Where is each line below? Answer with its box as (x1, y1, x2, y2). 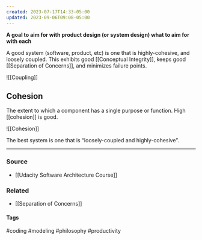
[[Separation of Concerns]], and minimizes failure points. (6, 62, 147, 69)
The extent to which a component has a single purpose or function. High (6, 107, 186, 115)
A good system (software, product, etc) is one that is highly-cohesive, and (6, 49, 190, 56)
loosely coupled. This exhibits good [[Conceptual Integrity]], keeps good (6, 55, 186, 63)
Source (6, 157, 28, 166)
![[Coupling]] (6, 74, 38, 81)
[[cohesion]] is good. (6, 113, 58, 121)
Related (6, 186, 29, 195)
